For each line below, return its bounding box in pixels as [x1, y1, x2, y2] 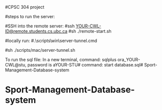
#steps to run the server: [5, 14, 55, 19]
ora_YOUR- [117, 57, 140, 63]
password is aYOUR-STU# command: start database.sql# [27, 62, 143, 67]
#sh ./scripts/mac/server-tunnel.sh [5, 47, 75, 53]
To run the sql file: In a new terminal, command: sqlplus [5, 57, 116, 63]
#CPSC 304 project [5, 4, 45, 10]
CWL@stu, [5, 62, 27, 67]
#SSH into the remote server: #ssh [5, 23, 75, 29]
